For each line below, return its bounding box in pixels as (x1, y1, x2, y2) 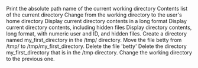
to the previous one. (6, 56, 55, 62)
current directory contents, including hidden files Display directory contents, (6, 24, 192, 31)
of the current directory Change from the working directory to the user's (6, 11, 182, 18)
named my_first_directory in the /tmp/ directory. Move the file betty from (6, 37, 182, 43)
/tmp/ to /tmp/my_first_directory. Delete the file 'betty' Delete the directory (6, 43, 187, 50)
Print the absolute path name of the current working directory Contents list (6, 5, 188, 12)
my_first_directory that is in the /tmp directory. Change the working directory (6, 49, 192, 56)
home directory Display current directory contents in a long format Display (6, 18, 187, 24)
